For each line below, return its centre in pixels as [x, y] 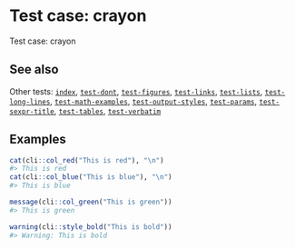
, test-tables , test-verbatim [108, 111]
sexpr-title [32, 111]
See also [34, 70]
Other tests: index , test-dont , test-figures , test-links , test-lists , [136, 91]
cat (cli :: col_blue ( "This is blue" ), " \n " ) [91, 177]
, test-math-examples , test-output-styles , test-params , [153, 101]
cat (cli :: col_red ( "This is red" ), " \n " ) [87, 160]
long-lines [30, 102]
